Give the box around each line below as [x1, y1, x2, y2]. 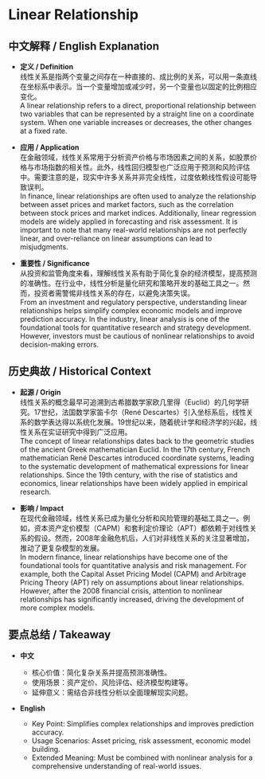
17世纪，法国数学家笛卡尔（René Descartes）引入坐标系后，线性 [33, 407, 247, 417]
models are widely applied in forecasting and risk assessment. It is [19, 217, 238, 226]
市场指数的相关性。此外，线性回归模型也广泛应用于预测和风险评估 [33, 162, 251, 172]
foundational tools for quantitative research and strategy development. [19, 323, 251, 332]
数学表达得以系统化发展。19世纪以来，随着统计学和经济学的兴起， [33, 417, 251, 427]
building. [31, 744, 61, 754]
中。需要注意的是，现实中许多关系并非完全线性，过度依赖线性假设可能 [19, 173, 251, 182]
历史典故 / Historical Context [8, 365, 151, 378]
